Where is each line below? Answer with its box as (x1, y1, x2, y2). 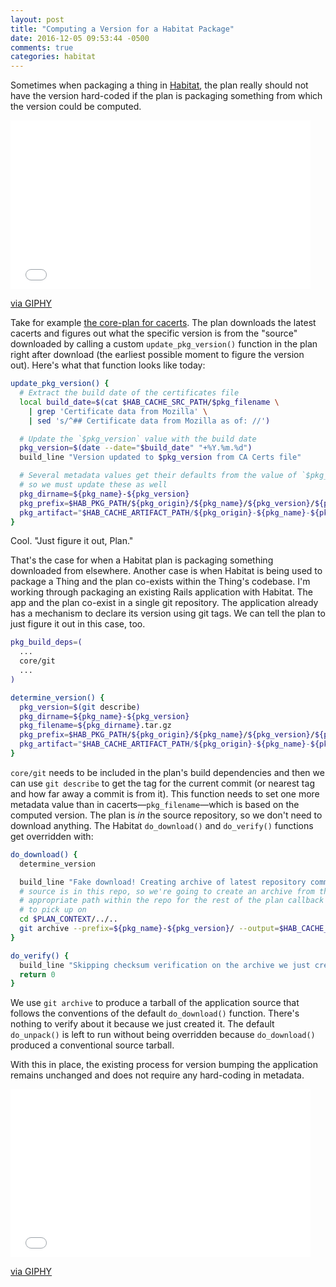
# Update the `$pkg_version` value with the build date (19, 434, 257, 444)
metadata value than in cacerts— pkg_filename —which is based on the (10, 798, 300, 810)
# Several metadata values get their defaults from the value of (19, 471, 298, 481)
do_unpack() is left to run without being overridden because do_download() (10, 1029, 316, 1041)
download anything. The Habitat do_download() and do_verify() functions (10, 819, 314, 831)
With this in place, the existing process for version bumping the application (10, 1059, 319, 1071)
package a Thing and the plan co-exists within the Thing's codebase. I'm (10, 576, 311, 588)
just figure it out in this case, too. (10, 618, 146, 630)
